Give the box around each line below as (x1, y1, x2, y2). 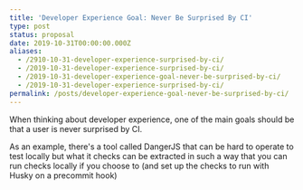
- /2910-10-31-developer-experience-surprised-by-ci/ (17, 55, 224, 64)
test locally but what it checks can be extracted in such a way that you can (9, 150, 288, 161)
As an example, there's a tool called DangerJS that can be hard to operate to (9, 141, 294, 152)
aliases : (9, 47, 43, 56)
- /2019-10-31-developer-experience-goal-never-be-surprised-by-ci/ (17, 72, 281, 81)
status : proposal (9, 30, 75, 39)
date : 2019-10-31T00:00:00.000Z (9, 38, 131, 48)
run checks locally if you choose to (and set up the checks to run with (9, 160, 270, 171)
